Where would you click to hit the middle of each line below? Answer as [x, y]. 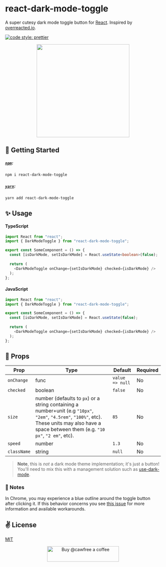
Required [147, 370]
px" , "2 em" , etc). [55, 436]
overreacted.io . [21, 27]
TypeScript [17, 226]
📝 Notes [15, 488]
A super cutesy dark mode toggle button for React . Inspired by [69, 22]
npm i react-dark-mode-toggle [36, 175]
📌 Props [17, 356]
